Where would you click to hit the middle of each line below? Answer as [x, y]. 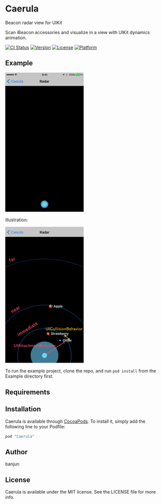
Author [16, 452]
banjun [12, 464]
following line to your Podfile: [35, 426]
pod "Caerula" [20, 436]
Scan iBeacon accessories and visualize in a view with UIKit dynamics [77, 32]
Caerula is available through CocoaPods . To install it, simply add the [75, 421]
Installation [23, 409]
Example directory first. [29, 376]
